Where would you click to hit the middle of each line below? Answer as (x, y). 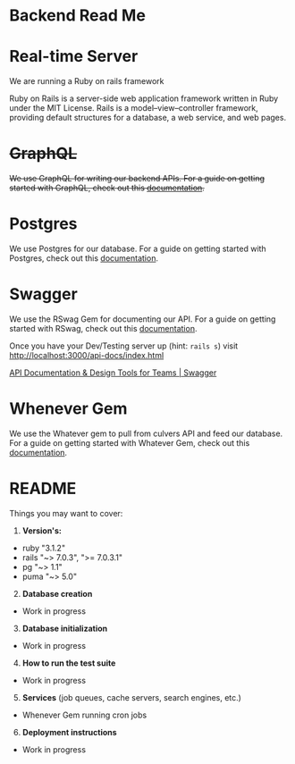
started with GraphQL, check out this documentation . (107, 188)
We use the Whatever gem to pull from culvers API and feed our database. (146, 433)
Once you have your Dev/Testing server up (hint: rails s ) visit (124, 346)
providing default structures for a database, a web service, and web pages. (148, 118)
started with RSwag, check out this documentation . (103, 328)
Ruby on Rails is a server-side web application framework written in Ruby (144, 98)
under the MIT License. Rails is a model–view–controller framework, (134, 108)
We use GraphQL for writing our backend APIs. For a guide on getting (137, 179)
